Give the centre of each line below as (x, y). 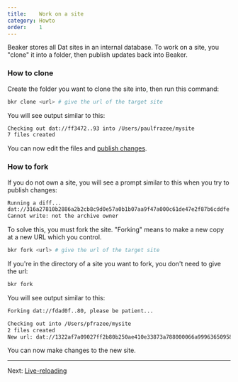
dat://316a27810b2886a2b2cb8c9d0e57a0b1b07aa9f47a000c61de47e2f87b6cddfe (119, 209)
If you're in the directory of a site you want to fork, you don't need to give (114, 264)
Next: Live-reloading (37, 371)
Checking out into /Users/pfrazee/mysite (69, 324)
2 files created (31, 330)
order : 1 (25, 27)
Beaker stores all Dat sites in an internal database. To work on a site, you (113, 48)
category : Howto (31, 21)
